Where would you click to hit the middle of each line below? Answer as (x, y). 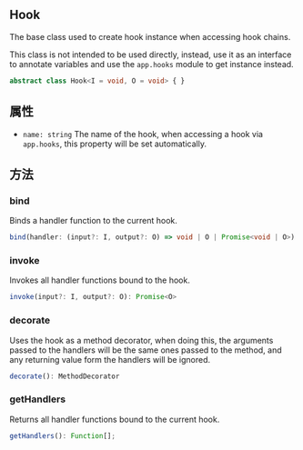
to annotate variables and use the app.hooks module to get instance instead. (151, 64)
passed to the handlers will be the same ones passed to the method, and (146, 350)
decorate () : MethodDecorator (65, 376)
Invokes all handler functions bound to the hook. (100, 280)
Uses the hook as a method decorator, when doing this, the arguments (141, 340)
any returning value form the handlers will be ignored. (110, 359)
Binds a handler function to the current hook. (93, 221)
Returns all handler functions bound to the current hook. (115, 419)
